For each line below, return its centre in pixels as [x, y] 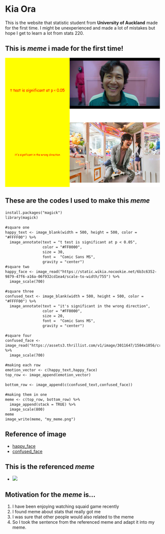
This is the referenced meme [50, 466]
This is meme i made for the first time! [64, 48]
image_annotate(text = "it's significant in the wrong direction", [80, 306]
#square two [17, 267]
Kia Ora [20, 9]
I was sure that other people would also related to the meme [73, 517]
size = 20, [54, 316]
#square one [17, 227]
